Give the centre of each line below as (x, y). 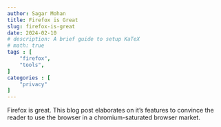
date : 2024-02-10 (32, 33)
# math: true (26, 46)
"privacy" (34, 84)
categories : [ (29, 78)
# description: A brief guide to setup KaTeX (73, 39)
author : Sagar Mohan (37, 13)
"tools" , (32, 65)
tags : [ (20, 52)
